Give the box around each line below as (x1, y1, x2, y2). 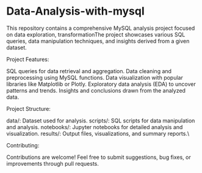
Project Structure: (6, 105, 51, 112)
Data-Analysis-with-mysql (6, 4, 145, 18)
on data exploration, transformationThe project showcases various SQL (6, 30, 186, 38)
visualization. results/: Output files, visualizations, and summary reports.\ (6, 130, 190, 137)
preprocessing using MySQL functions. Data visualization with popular (6, 74, 183, 81)
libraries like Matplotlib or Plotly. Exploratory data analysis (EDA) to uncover (6, 80, 197, 88)
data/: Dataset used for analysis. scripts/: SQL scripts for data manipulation (6, 117, 195, 124)
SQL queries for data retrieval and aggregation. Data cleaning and (6, 67, 172, 74)
